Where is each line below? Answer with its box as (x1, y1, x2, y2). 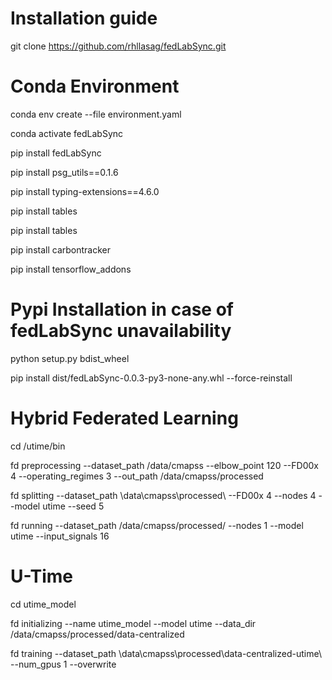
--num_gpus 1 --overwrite (10, 658, 117, 670)
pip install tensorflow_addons (10, 263, 132, 275)
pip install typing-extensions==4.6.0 (10, 185, 160, 197)
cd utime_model (10, 598, 77, 610)
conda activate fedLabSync (10, 127, 124, 139)
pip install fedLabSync (10, 147, 102, 159)
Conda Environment (10, 75, 180, 98)
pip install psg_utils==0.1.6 (10, 166, 119, 178)
